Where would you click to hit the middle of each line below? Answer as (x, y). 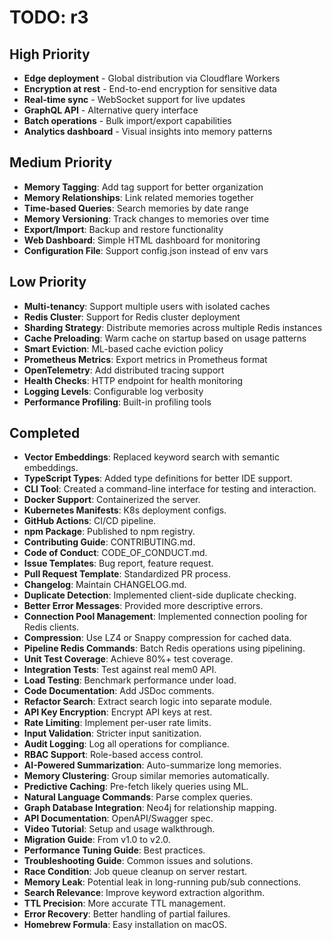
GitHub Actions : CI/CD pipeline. (90, 521)
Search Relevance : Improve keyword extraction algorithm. (144, 893)
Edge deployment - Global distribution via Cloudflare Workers (152, 78)
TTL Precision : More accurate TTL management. (124, 903)
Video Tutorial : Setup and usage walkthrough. (119, 829)
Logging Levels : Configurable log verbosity (113, 391)
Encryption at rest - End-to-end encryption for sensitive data (150, 89)
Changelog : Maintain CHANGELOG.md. (105, 585)
